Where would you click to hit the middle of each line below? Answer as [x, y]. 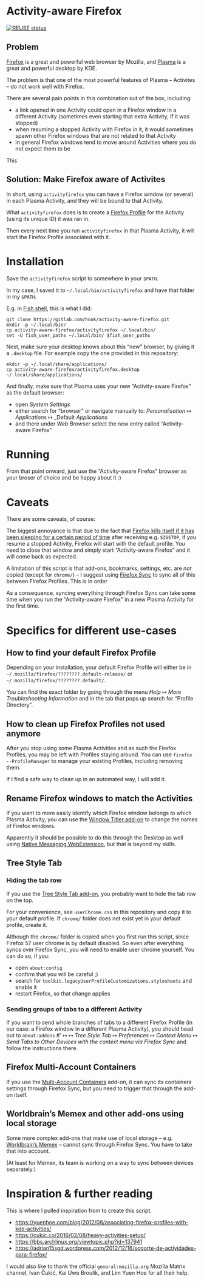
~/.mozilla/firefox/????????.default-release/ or [70, 674]
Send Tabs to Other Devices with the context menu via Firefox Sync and [96, 1042]
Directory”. [20, 705]
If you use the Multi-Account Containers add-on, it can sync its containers [99, 1082]
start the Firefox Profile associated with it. [58, 237]
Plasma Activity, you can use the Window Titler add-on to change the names [102, 819]
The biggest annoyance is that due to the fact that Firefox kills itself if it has [100, 531]
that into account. [28, 1151]
